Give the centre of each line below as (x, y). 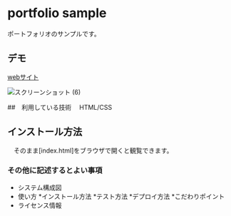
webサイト (23, 77)
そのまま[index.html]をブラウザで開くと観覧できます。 (93, 150)
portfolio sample (57, 13)
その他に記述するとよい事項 (55, 170)
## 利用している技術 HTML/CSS (60, 107)
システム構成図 (40, 187)
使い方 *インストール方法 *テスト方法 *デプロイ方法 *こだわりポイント (121, 196)
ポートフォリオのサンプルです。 (54, 34)
